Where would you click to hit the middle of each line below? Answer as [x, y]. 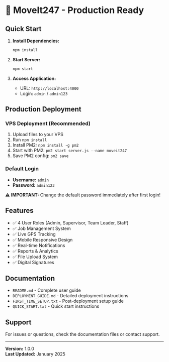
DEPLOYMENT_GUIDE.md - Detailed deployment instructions [70, 296]
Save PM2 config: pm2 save [40, 156]
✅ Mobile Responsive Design [43, 239]
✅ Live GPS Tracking [34, 234]
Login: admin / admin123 [44, 93]
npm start [23, 69]
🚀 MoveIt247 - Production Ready [75, 10]
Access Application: [34, 78]
